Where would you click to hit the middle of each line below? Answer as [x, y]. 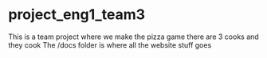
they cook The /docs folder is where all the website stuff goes [110, 44]
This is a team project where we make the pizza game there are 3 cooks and [133, 37]
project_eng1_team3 [77, 15]
